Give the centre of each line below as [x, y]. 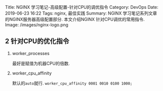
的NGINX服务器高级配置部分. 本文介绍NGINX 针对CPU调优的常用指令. [75, 19]
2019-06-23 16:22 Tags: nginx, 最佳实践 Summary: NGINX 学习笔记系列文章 [81, 13]
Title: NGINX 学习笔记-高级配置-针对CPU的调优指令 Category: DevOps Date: [82, 7]
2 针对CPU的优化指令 [37, 41]
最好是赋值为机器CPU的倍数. [41, 63]
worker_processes [31, 53]
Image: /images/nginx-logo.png [37, 25]
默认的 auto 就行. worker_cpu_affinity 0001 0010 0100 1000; [72, 83]
